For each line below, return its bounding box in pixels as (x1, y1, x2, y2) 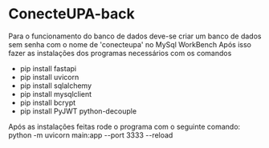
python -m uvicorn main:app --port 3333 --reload (8, 130, 173, 140)
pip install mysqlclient (19, 89, 92, 98)
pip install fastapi (19, 63, 77, 73)
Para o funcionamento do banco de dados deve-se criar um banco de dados (8, 31, 262, 41)
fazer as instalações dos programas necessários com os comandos (8, 48, 232, 58)
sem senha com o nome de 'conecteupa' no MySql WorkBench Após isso (8, 39, 251, 49)
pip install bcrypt (19, 98, 76, 107)
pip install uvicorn (19, 72, 79, 82)
